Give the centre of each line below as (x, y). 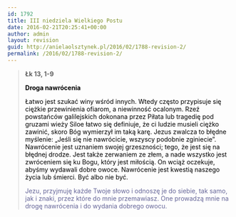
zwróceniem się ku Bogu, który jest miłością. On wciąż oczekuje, (120, 162)
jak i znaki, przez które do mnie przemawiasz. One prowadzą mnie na (127, 198)
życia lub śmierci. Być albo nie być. (76, 177)
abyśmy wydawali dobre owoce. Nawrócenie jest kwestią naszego (122, 169)
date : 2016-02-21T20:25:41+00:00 (57, 27)
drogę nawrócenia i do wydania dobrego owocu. (96, 206)
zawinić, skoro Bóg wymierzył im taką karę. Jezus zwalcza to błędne (125, 132)
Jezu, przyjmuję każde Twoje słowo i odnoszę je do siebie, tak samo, (126, 191)
